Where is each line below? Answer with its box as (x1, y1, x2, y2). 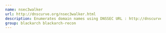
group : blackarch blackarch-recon (5, 20, 77, 26)
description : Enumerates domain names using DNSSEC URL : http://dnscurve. (5, 16, 165, 21)
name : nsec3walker (5, 7, 43, 12)
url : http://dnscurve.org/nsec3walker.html (5, 12, 96, 16)
